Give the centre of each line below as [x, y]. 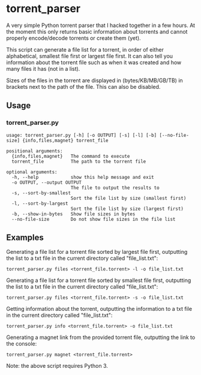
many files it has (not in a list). [43, 68]
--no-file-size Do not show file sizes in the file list [94, 219]
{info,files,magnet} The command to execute [71, 156]
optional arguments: [32, 172]
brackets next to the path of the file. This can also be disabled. [83, 86]
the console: [22, 344]
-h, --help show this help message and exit [83, 177]
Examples [25, 238]
